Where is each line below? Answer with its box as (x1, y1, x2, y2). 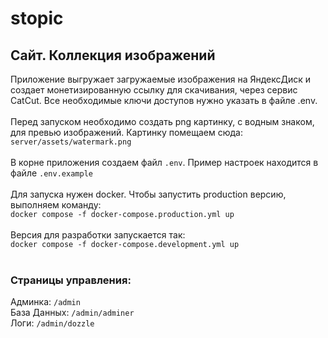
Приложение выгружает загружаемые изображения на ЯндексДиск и (10, 73, 312, 85)
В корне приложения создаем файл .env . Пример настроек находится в (10, 157, 319, 168)
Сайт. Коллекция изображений (10, 47, 216, 64)
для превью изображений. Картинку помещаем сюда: (10, 127, 243, 138)
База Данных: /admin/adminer (10, 307, 135, 319)
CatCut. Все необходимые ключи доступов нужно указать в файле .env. (10, 95, 318, 106)
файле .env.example (10, 167, 93, 179)
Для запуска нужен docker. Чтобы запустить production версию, (10, 188, 287, 200)
